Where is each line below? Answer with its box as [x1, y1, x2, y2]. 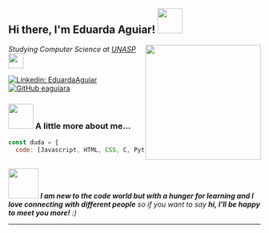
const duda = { [8, 139, 59, 147]
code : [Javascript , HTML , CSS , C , [15, 146, 130, 154]
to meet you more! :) [8, 207, 78, 217]
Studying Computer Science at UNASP [8, 44, 136, 54]
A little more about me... [34, 120, 131, 131]
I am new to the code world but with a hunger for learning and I [39, 191, 254, 200]
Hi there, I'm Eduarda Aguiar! [8, 23, 156, 37]
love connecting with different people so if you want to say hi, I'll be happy [8, 199, 260, 209]
